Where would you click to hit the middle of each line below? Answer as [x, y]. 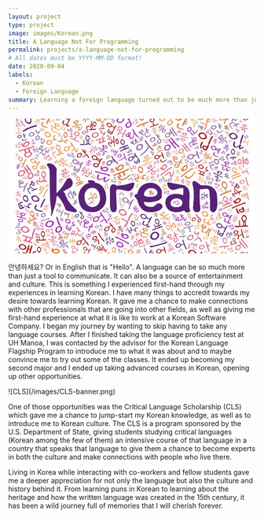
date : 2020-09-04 [37, 67]
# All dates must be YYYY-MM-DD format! [75, 58]
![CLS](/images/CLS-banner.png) [62, 391]
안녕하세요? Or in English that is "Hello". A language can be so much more [126, 267]
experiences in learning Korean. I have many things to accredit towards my [129, 292]
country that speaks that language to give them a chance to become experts [132, 448]
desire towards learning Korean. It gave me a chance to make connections [128, 301]
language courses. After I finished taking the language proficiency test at [126, 334]
